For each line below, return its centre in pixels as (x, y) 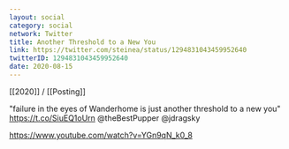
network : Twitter (41, 34)
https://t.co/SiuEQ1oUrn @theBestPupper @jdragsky (105, 118)
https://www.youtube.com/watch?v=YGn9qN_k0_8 (101, 135)
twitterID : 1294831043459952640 (68, 58)
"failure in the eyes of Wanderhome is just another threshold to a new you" (145, 108)
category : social (41, 26)
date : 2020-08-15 (41, 67)
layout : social (37, 17)
